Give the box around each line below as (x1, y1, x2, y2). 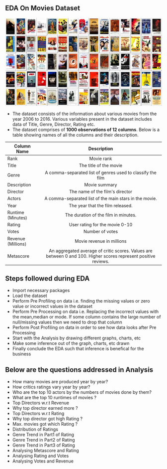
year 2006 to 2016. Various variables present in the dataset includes (12, 116, 153, 122)
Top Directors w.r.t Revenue (12, 400, 70, 406)
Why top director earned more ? (12, 405, 78, 411)
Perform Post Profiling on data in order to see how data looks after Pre (12, 324, 157, 330)
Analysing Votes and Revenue (12, 458, 74, 464)
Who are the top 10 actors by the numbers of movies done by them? (12, 389, 152, 395)
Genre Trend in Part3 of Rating (12, 442, 76, 448)
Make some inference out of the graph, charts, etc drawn (12, 340, 130, 346)
